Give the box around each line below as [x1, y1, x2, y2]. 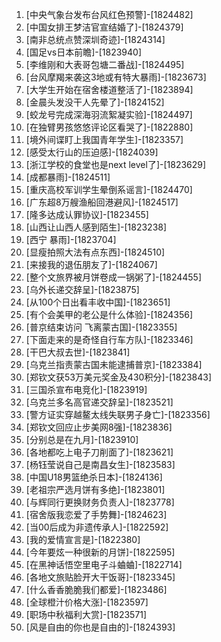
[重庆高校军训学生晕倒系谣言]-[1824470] [25, 184, 193, 195]
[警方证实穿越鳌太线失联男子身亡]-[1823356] [25, 409, 211, 420]
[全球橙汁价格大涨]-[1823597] [25, 596, 149, 608]
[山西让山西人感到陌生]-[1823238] [25, 221, 168, 233]
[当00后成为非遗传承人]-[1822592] [25, 521, 169, 533]
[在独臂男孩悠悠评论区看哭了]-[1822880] [25, 121, 194, 133]
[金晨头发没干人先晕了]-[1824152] [25, 96, 165, 108]
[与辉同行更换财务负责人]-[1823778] [25, 496, 175, 508]
